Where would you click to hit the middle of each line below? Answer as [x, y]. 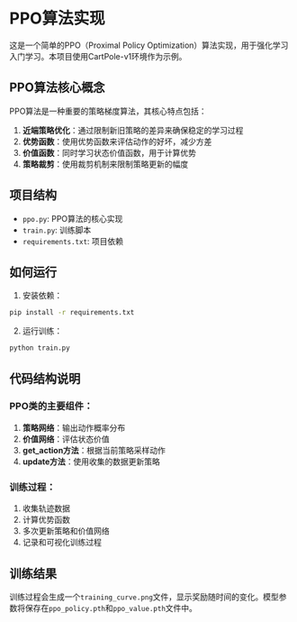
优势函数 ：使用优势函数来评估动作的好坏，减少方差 [117, 142]
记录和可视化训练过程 [62, 543]
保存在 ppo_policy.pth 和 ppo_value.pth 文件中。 [111, 608]
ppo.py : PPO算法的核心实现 [72, 218]
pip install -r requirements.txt [72, 313]
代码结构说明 [45, 378]
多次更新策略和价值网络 [66, 531]
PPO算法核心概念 [57, 88]
